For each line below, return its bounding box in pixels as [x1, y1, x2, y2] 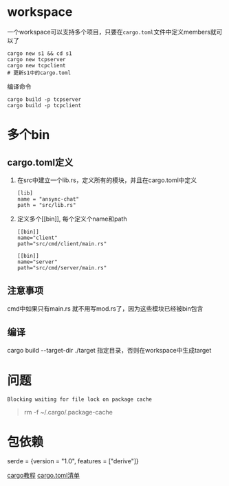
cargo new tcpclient [7, 62, 67, 69]
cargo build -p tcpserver [7, 96, 81, 103]
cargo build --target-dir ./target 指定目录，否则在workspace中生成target [7, 346, 212, 354]
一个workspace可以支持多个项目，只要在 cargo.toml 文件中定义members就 [7, 27, 217, 36]
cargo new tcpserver [7, 56, 67, 63]
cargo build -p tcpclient [7, 102, 81, 109]
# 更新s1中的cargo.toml [7, 69, 71, 76]
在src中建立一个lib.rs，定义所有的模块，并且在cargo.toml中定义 [17, 176, 197, 184]
